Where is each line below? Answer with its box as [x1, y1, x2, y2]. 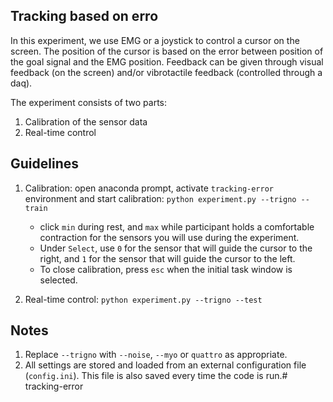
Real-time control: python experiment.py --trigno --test [24, 293, 263, 305]
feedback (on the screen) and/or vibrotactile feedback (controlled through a [10, 66, 323, 78]
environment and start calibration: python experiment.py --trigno [24, 192, 297, 204]
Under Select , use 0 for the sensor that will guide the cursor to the [39, 242, 313, 254]
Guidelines [10, 155, 79, 173]
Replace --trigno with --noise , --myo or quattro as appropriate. [24, 349, 288, 361]
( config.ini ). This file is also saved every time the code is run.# [24, 370, 288, 382]
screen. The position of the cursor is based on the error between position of [10, 45, 324, 57]
